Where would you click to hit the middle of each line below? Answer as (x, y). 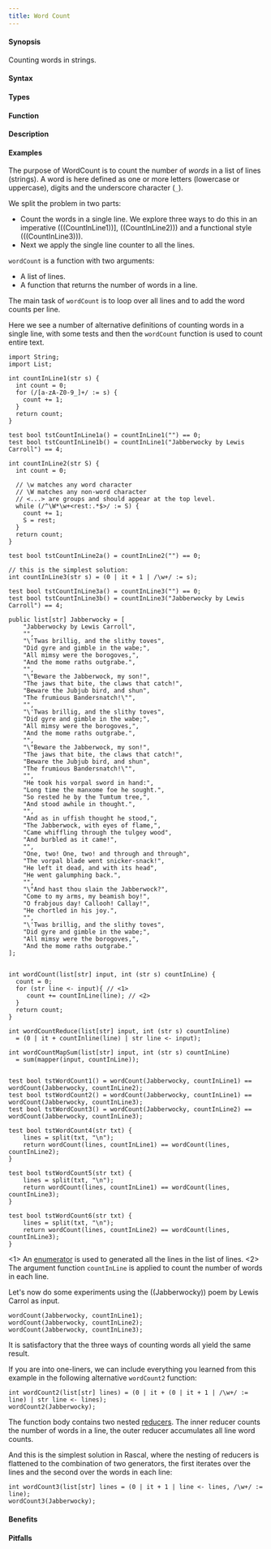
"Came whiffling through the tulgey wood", (98, 833)
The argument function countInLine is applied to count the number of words (135, 1268)
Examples (26, 152)
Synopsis (25, 42)
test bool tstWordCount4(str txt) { (70, 1131)
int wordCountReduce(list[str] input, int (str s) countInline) (119, 1032)
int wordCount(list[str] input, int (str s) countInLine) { (112, 975)
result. (19, 1354)
